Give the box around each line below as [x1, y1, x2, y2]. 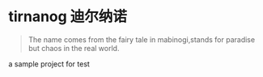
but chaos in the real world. [28, 43, 120, 53]
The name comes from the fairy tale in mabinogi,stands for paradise [28, 34, 256, 45]
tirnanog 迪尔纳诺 [8, 7, 128, 26]
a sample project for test [8, 58, 91, 69]
